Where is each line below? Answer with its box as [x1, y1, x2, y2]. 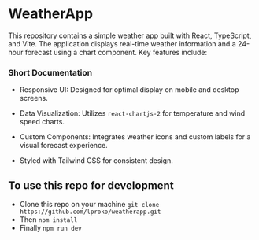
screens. [19, 94, 49, 103]
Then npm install [19, 215, 78, 224]
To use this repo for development [8, 179, 175, 192]
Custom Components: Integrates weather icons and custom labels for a [19, 132, 251, 142]
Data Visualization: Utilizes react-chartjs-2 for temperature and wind [19, 109, 246, 118]
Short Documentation [8, 67, 93, 78]
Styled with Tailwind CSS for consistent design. [19, 156, 173, 165]
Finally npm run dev [19, 223, 82, 233]
